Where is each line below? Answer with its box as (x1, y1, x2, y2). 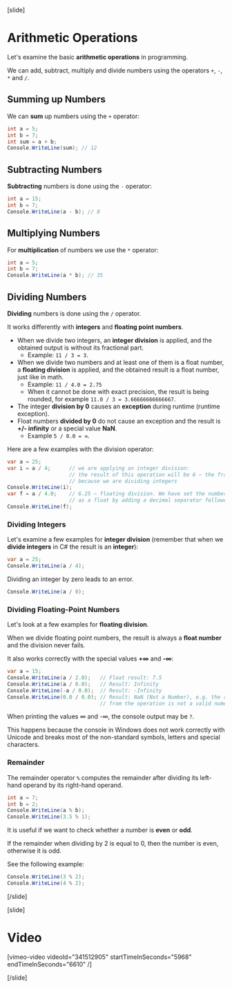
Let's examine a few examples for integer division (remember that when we (7, 535, 224, 544)
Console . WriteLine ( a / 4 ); (7, 562, 85, 569)
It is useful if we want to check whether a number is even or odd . (7, 826, 193, 835)
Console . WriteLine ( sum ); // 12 (7, 144, 97, 151)
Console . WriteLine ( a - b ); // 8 (7, 208, 100, 215)
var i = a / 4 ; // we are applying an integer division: (7, 464, 190, 472)
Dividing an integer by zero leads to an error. (7, 575, 134, 583)
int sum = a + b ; (7, 138, 57, 145)
